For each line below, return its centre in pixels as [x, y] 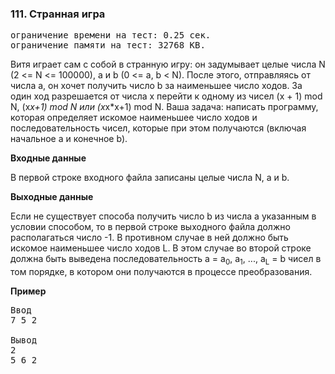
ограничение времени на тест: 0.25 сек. [111, 35]
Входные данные [48, 158]
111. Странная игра [58, 14]
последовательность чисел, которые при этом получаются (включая [158, 128]
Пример [28, 291]
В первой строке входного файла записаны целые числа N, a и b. [150, 178]
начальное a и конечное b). [69, 139]
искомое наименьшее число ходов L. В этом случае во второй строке [161, 248]
